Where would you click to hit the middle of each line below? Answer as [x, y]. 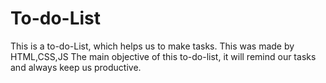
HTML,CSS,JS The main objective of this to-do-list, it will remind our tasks [163, 56]
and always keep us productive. [76, 67]
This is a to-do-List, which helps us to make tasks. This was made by [152, 46]
